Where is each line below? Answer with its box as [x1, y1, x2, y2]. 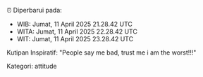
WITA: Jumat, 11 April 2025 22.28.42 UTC [16, 27, 138, 36]
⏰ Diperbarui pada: [6, 6, 63, 14]
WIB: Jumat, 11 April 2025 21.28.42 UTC [16, 20, 133, 28]
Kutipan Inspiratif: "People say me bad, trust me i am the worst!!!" [6, 48, 197, 57]
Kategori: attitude [6, 62, 57, 70]
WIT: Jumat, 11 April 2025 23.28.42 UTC [16, 35, 134, 43]
